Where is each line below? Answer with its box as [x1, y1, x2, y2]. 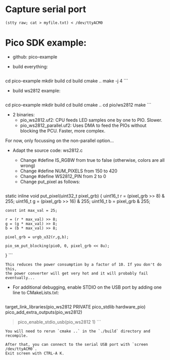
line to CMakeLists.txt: [12, 289, 59, 295]
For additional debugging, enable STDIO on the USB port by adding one [12, 284, 162, 290]
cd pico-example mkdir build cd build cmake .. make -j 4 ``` [5, 77, 129, 84]
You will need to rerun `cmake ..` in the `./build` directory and [5, 329, 151, 334]
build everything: [12, 63, 48, 69]
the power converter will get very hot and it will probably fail [5, 271, 148, 276]
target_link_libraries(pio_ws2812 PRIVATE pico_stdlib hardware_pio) [5, 303, 146, 309]
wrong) [20, 162, 35, 168]
